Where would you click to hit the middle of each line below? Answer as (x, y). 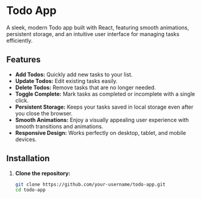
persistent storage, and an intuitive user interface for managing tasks (93, 34)
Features (23, 60)
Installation (28, 158)
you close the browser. (44, 113)
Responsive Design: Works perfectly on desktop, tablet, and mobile (100, 132)
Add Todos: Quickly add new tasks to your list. (74, 74)
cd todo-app (30, 190)
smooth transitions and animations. (59, 126)
